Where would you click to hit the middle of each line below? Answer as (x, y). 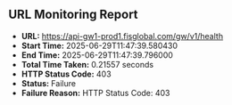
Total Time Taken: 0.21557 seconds (87, 64)
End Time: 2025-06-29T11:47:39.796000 (97, 55)
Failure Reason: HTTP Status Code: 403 (95, 93)
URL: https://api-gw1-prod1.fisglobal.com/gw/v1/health (122, 36)
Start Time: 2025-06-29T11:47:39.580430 (99, 45)
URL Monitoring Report (74, 15)
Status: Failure (49, 83)
